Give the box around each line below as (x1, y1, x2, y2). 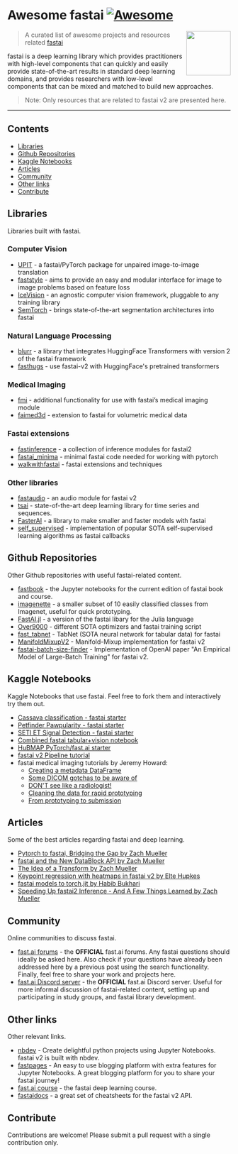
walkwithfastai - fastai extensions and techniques (17, 460, 163, 468)
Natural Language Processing (7, 331, 112, 341)
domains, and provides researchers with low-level (7, 75, 154, 83)
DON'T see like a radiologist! (28, 781, 112, 789)
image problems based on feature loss (17, 282, 130, 291)
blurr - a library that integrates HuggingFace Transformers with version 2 (17, 347, 231, 356)
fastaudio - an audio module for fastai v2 (17, 494, 137, 502)
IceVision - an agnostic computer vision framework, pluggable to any (17, 290, 220, 299)
